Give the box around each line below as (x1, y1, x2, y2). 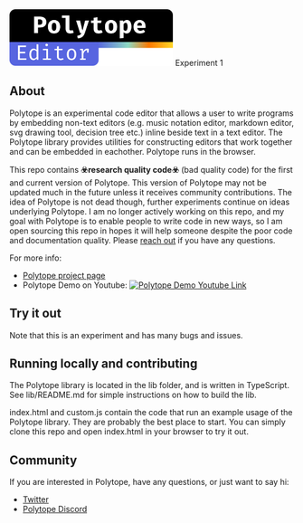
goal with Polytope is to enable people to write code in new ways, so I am (9, 215, 283, 226)
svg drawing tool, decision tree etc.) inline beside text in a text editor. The (9, 127, 283, 138)
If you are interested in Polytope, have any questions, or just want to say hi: (9, 477, 289, 488)
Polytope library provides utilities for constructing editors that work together (9, 136, 293, 147)
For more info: (9, 252, 62, 263)
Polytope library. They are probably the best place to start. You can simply (9, 416, 287, 428)
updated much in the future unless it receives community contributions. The (9, 186, 292, 197)
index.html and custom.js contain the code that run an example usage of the (9, 407, 293, 418)
